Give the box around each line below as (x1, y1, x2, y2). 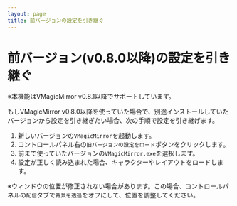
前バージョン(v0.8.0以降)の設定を (7, 50, 206, 66)
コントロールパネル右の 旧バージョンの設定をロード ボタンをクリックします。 (17, 140, 230, 149)
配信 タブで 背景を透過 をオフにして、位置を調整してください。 (26, 191, 200, 200)
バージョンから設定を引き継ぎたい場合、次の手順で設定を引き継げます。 (7, 116, 219, 125)
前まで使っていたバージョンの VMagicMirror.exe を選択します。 (17, 149, 199, 158)
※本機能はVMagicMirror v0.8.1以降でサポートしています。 (7, 92, 176, 101)
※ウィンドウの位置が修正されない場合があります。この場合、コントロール (7, 182, 223, 190)
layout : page (7, 10, 46, 18)
